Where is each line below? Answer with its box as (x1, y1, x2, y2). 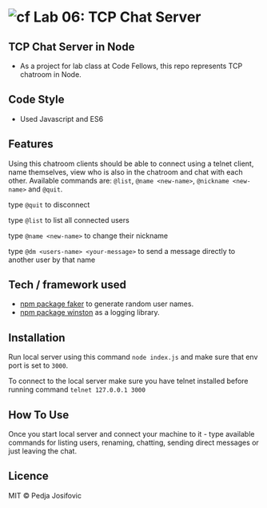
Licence (8, 470, 50, 483)
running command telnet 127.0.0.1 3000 (8, 385, 146, 394)
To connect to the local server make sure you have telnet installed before (8, 377, 249, 386)
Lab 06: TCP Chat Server (33, 8, 201, 26)
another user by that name (8, 255, 96, 264)
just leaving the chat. (8, 446, 78, 456)
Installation (8, 331, 66, 345)
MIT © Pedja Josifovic (8, 490, 82, 500)
